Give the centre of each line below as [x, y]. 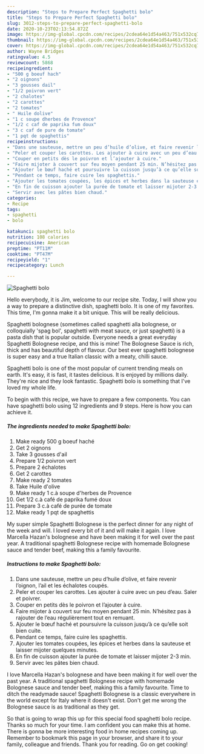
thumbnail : [21, 40]
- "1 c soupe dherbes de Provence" [52, 119]
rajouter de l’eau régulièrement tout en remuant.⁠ [75, 618]
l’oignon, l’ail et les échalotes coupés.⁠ [62, 585]
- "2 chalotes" [26, 96]
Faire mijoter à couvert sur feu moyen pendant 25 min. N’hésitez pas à [103, 611]
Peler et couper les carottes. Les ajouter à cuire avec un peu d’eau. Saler [106, 592]
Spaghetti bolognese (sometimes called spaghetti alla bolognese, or [92, 325]
